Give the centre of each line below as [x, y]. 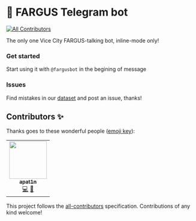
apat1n [28, 182]
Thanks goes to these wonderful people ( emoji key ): [71, 131]
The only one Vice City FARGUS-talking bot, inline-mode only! [83, 40]
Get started [23, 56]
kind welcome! [24, 213]
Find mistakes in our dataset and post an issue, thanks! [74, 98]
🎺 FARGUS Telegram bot [67, 12]
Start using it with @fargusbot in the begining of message [76, 69]
